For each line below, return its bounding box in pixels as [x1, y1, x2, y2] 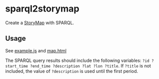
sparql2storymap [5, 3, 80, 15]
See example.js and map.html [5, 47, 67, 53]
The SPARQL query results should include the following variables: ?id [5, 57, 150, 63]
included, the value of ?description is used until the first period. [5, 68, 138, 74]
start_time [5, 63, 28, 68]
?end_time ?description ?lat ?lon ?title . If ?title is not [30, 62, 151, 68]
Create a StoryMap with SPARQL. [5, 20, 74, 26]
